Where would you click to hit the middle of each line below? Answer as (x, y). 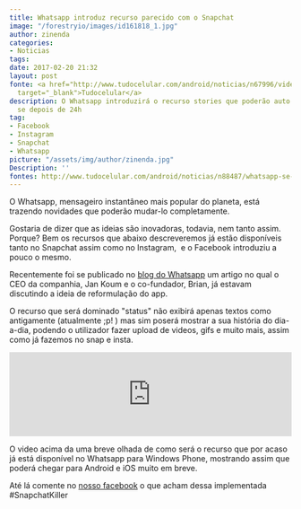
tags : (19, 59)
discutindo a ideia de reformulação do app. (89, 294)
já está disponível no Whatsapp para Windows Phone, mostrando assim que (150, 459)
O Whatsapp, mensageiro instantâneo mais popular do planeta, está (134, 202)
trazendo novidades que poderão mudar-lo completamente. (120, 211)
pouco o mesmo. (40, 258)
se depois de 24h (50, 110)
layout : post (34, 76)
